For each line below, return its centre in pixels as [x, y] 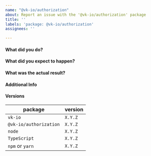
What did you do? [24, 49]
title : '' [16, 19]
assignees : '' [20, 29]
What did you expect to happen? [40, 61]
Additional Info [21, 84]
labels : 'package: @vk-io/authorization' [50, 24]
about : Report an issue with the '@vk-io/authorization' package [75, 15]
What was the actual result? [35, 73]
